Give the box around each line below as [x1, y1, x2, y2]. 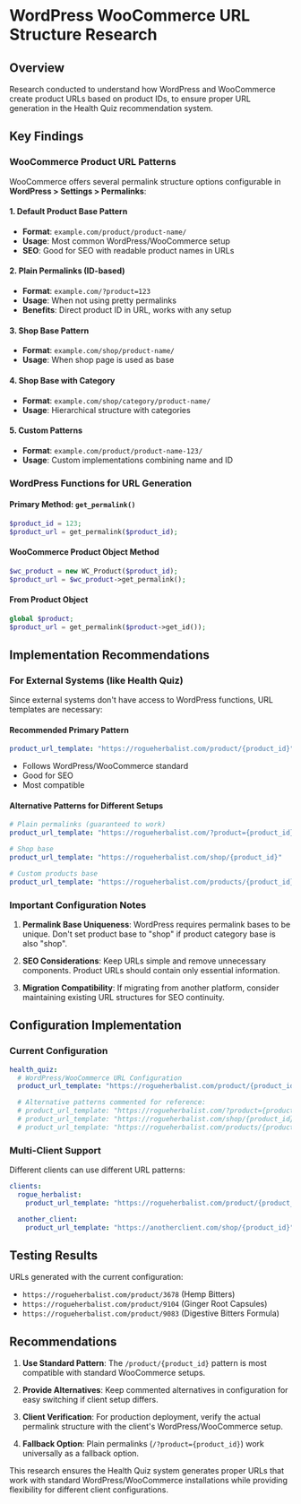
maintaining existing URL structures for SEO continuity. [21, 992, 226, 1002]
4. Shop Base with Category [9, 375, 116, 385]
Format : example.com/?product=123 [21, 286, 150, 297]
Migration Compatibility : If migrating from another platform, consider [21, 982, 279, 993]
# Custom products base [9, 869, 99, 878]
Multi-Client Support [9, 1144, 101, 1156]
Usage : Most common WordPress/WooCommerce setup [21, 235, 231, 246]
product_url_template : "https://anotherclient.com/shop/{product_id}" [25, 1223, 295, 1232]
